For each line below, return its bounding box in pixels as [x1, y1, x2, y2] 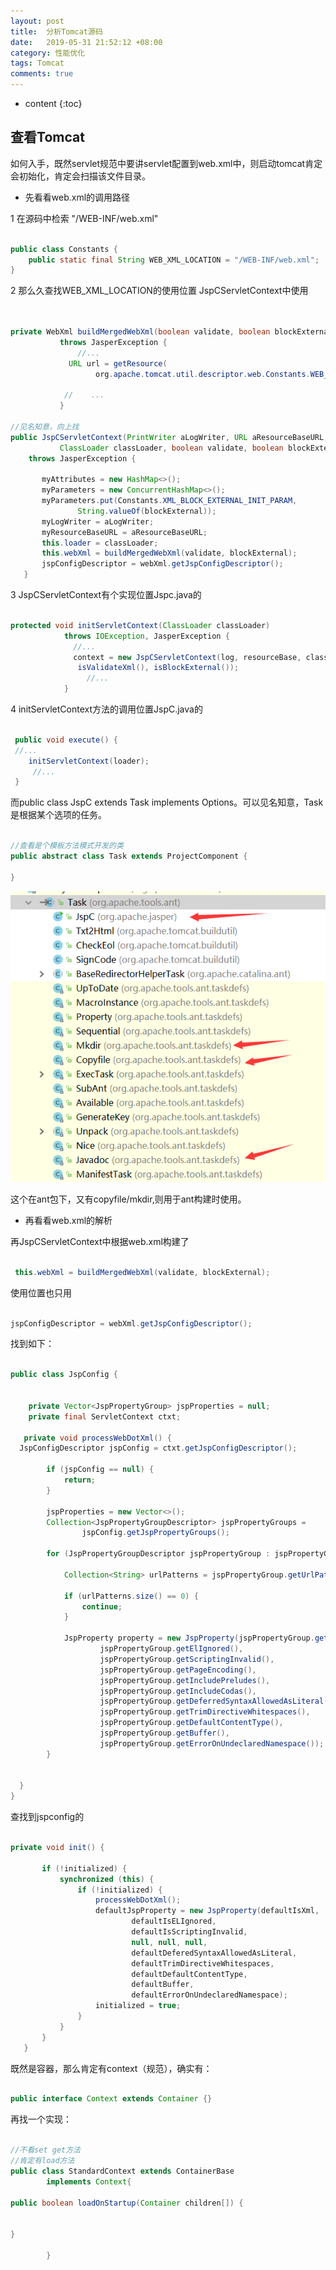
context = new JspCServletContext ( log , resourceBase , [73, 652, 302, 662]
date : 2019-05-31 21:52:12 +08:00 [10, 37, 163, 47]
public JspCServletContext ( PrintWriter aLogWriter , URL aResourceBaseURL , [10, 432, 329, 442]
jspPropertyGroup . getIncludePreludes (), [99, 1675, 271, 1685]
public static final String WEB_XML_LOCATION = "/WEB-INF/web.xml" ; [28, 255, 320, 265]
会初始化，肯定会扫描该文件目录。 [10, 170, 151, 182]
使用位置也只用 [10, 1286, 72, 1299]
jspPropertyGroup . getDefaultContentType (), [99, 1718, 284, 1728]
